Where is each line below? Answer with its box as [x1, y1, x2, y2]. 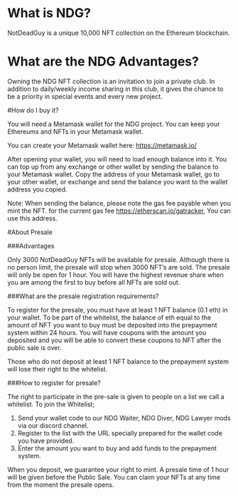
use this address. [7, 213, 58, 222]
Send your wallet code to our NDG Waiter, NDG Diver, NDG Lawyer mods [17, 413, 231, 422]
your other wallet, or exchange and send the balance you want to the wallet [7, 177, 228, 186]
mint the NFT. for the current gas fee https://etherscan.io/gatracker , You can [7, 206, 231, 215]
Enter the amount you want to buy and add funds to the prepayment [17, 443, 217, 453]
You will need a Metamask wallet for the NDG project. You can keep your [7, 120, 220, 128]
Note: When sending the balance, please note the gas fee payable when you [7, 199, 231, 207]
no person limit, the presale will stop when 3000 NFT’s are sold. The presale [7, 263, 231, 271]
